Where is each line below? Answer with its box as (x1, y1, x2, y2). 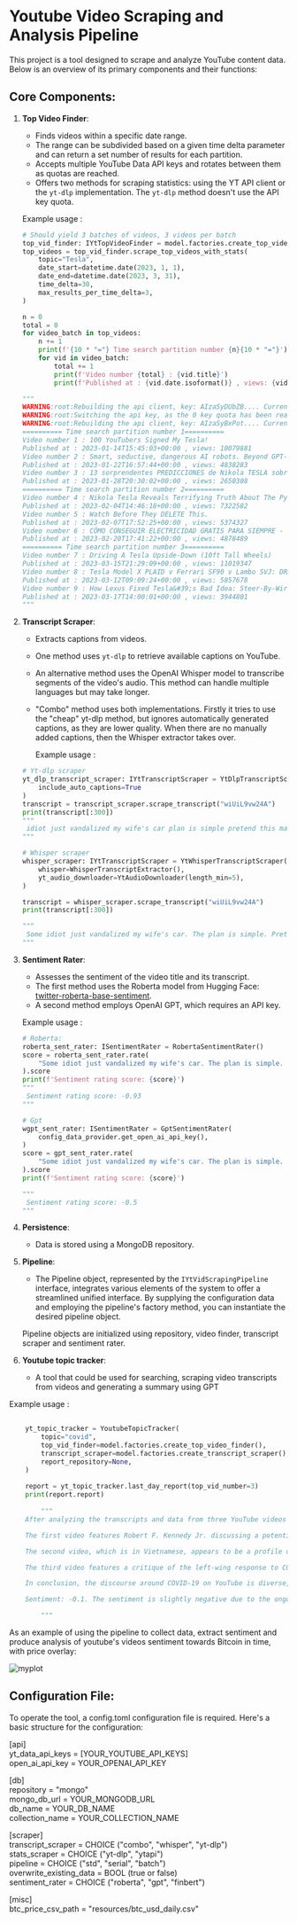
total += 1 (54, 362, 95, 371)
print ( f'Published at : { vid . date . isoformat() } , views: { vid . (54, 379, 292, 387)
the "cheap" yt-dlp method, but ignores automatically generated (34, 714, 270, 724)
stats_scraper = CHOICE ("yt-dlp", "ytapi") (9, 1849, 164, 1859)
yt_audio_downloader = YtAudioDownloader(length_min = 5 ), (38, 873, 245, 882)
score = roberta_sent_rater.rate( (21, 1051, 149, 1059)
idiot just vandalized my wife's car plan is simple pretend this (26, 825, 276, 833)
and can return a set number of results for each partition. (34, 149, 243, 160)
